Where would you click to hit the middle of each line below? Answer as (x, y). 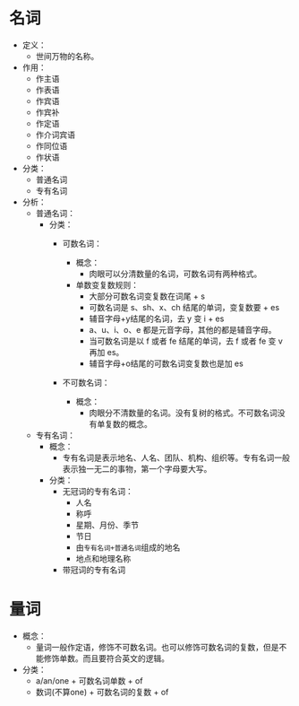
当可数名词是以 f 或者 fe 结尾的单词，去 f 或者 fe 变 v (186, 341)
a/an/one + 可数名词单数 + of (89, 680)
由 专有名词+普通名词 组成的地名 (128, 547)
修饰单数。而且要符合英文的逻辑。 (107, 658)
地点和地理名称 (103, 558)
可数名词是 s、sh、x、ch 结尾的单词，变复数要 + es (184, 307)
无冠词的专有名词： (98, 491)
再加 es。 (107, 352)
